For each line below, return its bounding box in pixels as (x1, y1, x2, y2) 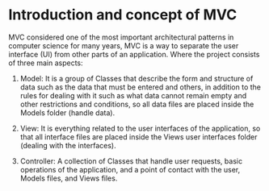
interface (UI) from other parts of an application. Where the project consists (8, 49, 260, 59)
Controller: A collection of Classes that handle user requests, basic (19, 156, 243, 166)
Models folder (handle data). (19, 107, 116, 118)
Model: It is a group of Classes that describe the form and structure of (19, 73, 254, 83)
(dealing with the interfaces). (19, 140, 116, 150)
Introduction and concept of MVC (8, 6, 237, 24)
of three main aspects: (8, 58, 83, 68)
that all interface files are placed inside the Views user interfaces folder (19, 131, 258, 142)
